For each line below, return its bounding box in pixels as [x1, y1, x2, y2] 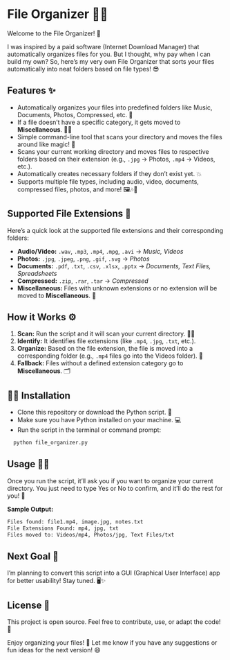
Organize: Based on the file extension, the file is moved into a [17, 345, 193, 353]
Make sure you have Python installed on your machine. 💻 [17, 416, 182, 424]
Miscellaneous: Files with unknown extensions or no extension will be [17, 284, 218, 292]
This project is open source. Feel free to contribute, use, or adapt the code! [7, 618, 221, 626]
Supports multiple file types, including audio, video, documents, [17, 177, 199, 186]
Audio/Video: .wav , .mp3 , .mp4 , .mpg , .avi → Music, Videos [17, 247, 184, 255]
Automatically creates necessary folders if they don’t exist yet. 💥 [17, 169, 202, 177]
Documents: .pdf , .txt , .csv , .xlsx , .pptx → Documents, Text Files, [17, 261, 211, 270]
